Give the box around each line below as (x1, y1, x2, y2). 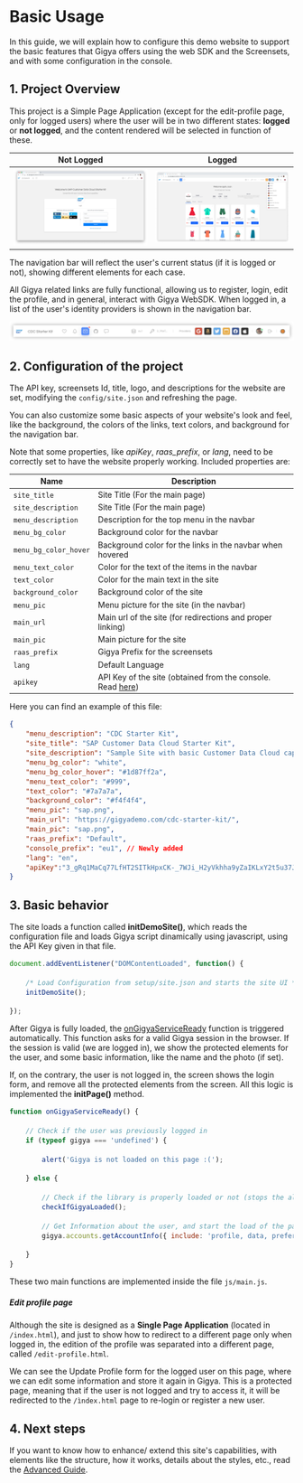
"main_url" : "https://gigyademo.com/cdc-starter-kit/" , (25, 815, 241, 824)
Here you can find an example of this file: (9, 701, 162, 712)
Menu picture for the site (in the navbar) (97, 599, 246, 610)
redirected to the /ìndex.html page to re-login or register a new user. (9, 1394, 266, 1406)
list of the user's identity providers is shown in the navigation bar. (9, 303, 252, 314)
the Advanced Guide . (9, 1464, 88, 1475)
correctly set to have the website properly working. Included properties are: (9, 455, 290, 466)
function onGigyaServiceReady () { (9, 1107, 140, 1117)
